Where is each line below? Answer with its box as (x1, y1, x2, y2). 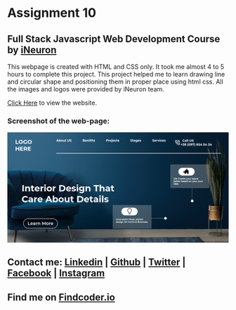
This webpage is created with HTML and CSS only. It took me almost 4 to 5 (7, 63, 225, 71)
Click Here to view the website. (7, 98, 97, 107)
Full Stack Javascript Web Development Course (7, 33, 221, 45)
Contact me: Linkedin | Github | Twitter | (7, 257, 186, 269)
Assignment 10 (7, 5, 97, 21)
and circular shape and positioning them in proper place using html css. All (7, 77, 223, 86)
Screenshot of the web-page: (7, 116, 110, 126)
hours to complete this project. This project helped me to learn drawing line (7, 70, 225, 78)
